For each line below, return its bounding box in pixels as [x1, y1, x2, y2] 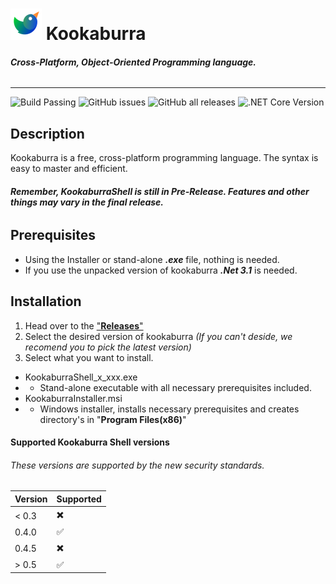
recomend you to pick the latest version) [24, 341, 192, 353]
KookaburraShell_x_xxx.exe [24, 371, 138, 383]
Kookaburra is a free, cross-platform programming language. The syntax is [10, 152, 319, 164]
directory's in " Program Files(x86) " [39, 413, 187, 425]
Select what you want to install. [24, 351, 154, 363]
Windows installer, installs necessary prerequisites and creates [39, 403, 300, 415]
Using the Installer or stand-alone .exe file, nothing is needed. [24, 253, 280, 265]
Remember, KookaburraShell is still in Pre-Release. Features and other [10, 185, 310, 197]
